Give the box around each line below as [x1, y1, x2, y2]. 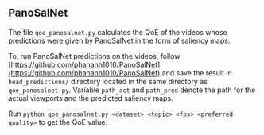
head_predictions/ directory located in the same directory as [8, 76, 208, 86]
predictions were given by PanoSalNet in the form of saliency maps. [8, 36, 231, 45]
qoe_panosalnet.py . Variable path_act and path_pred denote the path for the [8, 85, 256, 94]
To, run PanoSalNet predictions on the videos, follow [8, 51, 181, 60]
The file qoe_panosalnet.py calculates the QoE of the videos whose [8, 27, 228, 37]
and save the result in [161, 67, 233, 78]
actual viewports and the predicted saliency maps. [8, 93, 173, 102]
